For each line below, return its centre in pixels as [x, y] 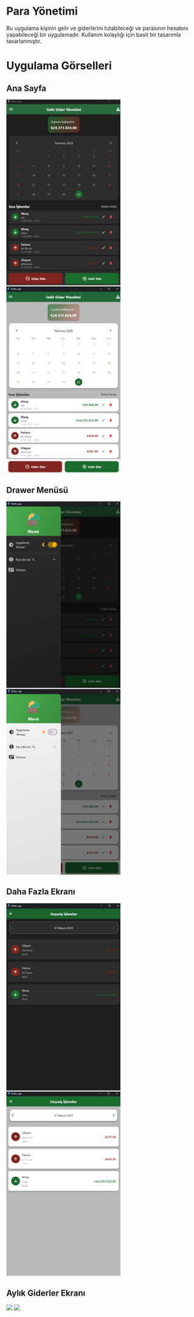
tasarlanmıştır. [24, 41]
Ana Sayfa [26, 88]
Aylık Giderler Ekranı [46, 1293]
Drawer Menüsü [37, 490]
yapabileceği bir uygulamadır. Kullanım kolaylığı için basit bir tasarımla [94, 34]
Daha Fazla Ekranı [41, 892]
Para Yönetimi [42, 11]
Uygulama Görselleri [59, 66]
